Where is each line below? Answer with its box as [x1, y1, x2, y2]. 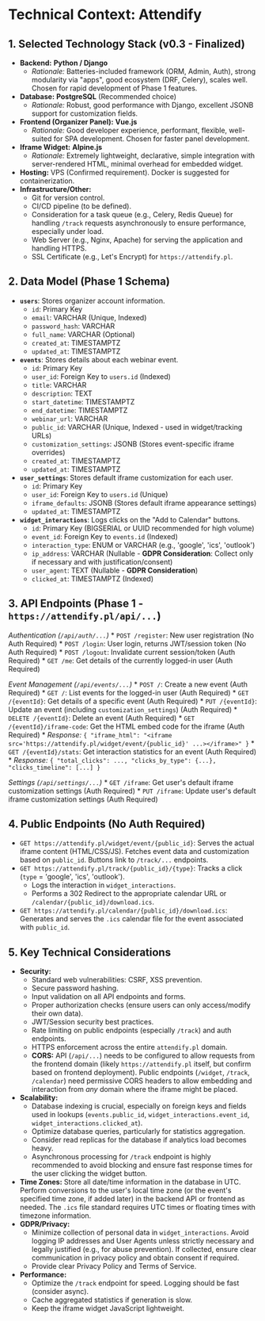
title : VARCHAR [31, 380, 87, 389]
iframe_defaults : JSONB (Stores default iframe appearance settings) [31, 498, 257, 507]
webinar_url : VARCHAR [31, 414, 108, 423]
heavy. [31, 1143, 54, 1153]
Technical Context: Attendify [8, 6, 203, 24]
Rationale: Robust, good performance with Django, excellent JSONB [31, 101, 254, 109]
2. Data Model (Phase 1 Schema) [8, 275, 170, 289]
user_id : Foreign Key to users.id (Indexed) [31, 371, 172, 381]
